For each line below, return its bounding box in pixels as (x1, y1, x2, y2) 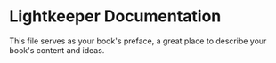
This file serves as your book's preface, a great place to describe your (9, 35, 267, 46)
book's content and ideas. (9, 44, 105, 55)
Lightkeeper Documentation (9, 6, 222, 27)
